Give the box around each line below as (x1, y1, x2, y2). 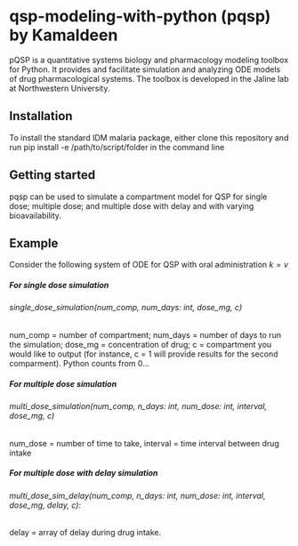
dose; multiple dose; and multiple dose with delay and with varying (9, 200, 254, 211)
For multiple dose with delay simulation (9, 468, 158, 478)
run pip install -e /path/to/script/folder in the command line (9, 141, 225, 152)
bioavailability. (9, 210, 62, 221)
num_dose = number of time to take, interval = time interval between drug (9, 438, 280, 448)
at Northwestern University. (9, 83, 110, 93)
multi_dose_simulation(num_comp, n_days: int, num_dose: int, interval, (9, 400, 268, 411)
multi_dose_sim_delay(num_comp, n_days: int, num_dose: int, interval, (9, 490, 266, 501)
